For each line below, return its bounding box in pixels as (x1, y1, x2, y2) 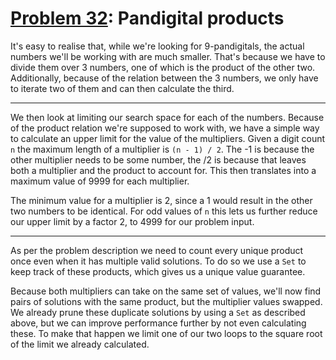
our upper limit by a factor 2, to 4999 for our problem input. (10, 215, 255, 227)
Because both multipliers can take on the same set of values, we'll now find (10, 285, 322, 297)
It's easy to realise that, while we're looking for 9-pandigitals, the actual (10, 40, 305, 52)
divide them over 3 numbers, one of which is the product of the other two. (10, 61, 316, 73)
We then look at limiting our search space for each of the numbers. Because (10, 111, 325, 123)
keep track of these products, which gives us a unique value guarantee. (10, 265, 306, 277)
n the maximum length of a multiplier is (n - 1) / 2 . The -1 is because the (10, 143, 315, 155)
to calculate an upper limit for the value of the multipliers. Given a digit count (10, 132, 326, 144)
